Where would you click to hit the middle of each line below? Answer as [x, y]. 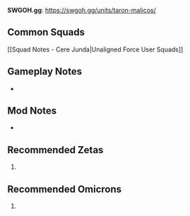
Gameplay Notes [45, 72]
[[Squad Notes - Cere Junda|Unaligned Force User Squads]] [95, 49]
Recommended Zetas [55, 150]
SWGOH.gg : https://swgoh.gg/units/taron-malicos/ [82, 10]
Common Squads [46, 32]
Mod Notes [32, 111]
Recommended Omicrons [65, 189]
